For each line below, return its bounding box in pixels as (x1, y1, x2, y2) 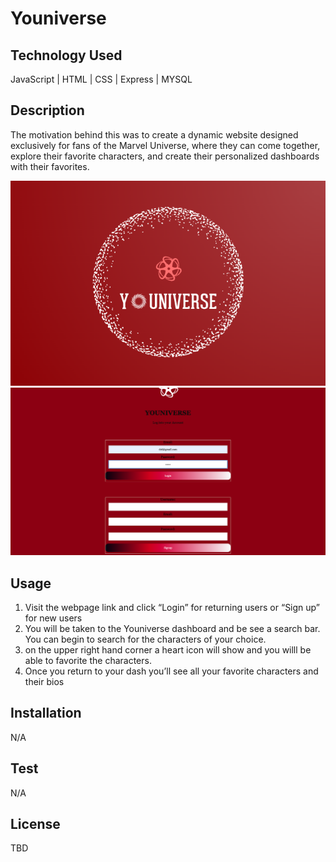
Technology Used (10, 47, 123, 64)
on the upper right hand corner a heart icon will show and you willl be (24, 643, 312, 656)
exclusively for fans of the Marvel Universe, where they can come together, (10, 139, 321, 151)
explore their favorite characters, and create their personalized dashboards (10, 150, 320, 162)
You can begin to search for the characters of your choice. (24, 633, 267, 645)
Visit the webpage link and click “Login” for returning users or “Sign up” (24, 601, 320, 613)
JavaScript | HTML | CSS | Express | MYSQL (10, 73, 193, 85)
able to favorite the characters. (24, 654, 152, 666)
